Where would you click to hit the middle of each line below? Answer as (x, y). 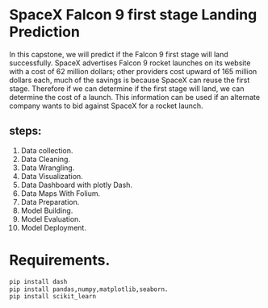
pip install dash (38, 281)
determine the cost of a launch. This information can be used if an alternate (135, 97)
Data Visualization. (52, 176)
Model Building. (47, 210)
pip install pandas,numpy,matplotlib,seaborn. (89, 289)
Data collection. (47, 150)
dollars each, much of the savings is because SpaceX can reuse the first (130, 80)
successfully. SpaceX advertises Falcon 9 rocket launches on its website (130, 63)
